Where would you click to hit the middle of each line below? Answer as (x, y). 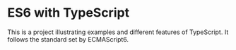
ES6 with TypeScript (68, 13)
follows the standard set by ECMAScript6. (68, 39)
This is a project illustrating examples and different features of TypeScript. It (118, 32)
